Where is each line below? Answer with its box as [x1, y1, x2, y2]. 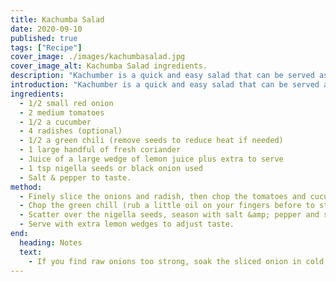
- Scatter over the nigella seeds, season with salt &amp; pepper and [19, 210, 320, 220]
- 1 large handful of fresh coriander [19, 145, 182, 155]
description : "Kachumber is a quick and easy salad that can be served [10, 71, 315, 81]
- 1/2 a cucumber [19, 117, 92, 127]
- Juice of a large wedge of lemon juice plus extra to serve [19, 154, 284, 164]
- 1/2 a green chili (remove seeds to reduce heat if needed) [19, 136, 284, 146]
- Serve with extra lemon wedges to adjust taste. [19, 219, 235, 230]
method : [10, 182, 43, 192]
